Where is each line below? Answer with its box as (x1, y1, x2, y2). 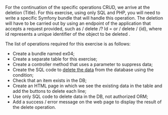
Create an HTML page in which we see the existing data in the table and (12, 83, 162, 89)
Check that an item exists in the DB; (12, 78, 87, 83)
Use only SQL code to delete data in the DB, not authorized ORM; (12, 93, 148, 99)
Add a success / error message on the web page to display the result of (12, 99, 162, 105)
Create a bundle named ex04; (12, 50, 75, 56)
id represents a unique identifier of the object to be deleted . (5, 31, 130, 37)
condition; (12, 72, 34, 78)
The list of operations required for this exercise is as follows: (5, 41, 131, 47)
